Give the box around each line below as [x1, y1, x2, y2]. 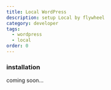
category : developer [6, 20, 59, 26]
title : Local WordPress [6, 9, 67, 15]
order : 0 [6, 43, 29, 49]
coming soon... [6, 77, 44, 84]
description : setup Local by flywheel [6, 15, 105, 21]
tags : [6, 26, 20, 32]
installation [6, 63, 41, 71]
